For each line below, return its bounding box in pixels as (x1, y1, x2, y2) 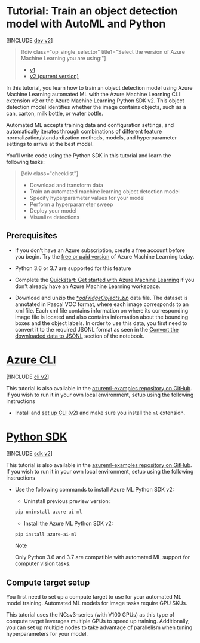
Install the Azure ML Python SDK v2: (23, 520, 113, 527)
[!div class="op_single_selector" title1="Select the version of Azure (20, 48, 185, 55)
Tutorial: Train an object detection (6, 4, 178, 18)
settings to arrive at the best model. (6, 140, 94, 147)
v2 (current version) (29, 72, 79, 80)
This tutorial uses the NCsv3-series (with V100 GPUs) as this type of (6, 611, 175, 618)
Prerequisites (6, 230, 57, 241)
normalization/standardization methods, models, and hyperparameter (6, 134, 177, 141)
